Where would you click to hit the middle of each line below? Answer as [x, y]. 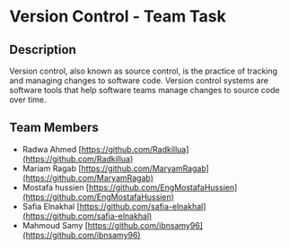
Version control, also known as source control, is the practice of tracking [144, 71]
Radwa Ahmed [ [52, 149]
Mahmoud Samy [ [55, 225]
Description [43, 50]
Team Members [54, 128]
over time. [28, 99]
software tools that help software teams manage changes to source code [144, 90]
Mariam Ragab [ [52, 168]
